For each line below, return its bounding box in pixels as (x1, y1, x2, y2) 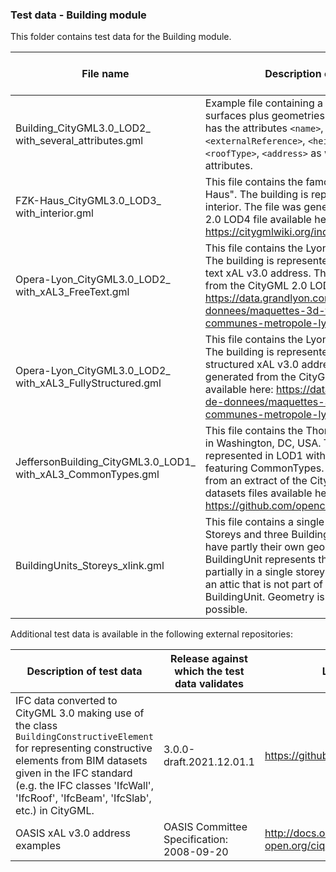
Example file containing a (204, 96, 323, 110)
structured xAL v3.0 (204, 358, 300, 372)
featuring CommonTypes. (204, 461, 325, 475)
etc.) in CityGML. (15, 804, 95, 818)
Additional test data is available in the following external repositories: (10, 628, 293, 640)
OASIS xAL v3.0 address (15, 826, 131, 840)
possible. (204, 603, 248, 617)
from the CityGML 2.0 (204, 279, 308, 293)
